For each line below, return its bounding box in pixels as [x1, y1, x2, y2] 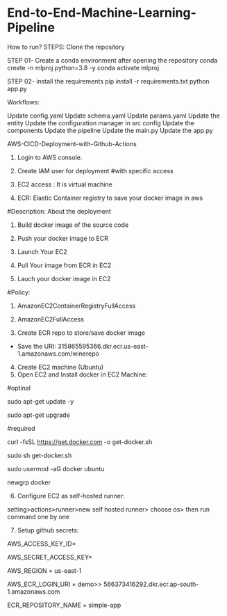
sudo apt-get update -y [7, 397, 74, 405]
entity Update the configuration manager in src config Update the [7, 118, 194, 127]
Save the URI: [17, 342, 57, 350]
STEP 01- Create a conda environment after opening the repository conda [7, 56, 218, 64]
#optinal [7, 384, 31, 392]
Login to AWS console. [17, 153, 83, 161]
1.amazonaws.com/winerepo [17, 349, 99, 358]
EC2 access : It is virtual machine [17, 180, 112, 189]
